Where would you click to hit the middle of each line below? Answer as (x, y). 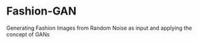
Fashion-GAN (42, 11)
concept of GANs (28, 34)
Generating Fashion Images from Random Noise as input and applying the (99, 28)
